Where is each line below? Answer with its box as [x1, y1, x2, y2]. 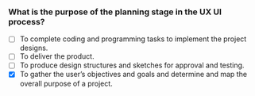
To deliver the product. [19, 52, 95, 61]
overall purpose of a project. [19, 79, 113, 88]
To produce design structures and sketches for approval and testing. [19, 60, 245, 70]
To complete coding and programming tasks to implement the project [19, 34, 247, 44]
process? [8, 16, 45, 27]
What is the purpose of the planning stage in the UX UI [8, 6, 222, 17]
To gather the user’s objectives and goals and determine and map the [19, 70, 248, 79]
